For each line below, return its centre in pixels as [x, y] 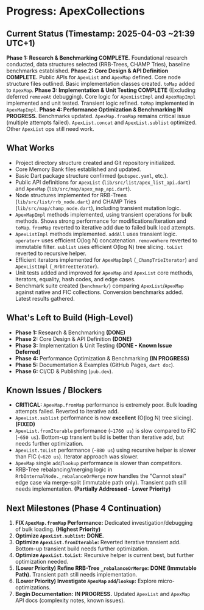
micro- [166, 581]
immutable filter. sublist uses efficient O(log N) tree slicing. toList [99, 247]
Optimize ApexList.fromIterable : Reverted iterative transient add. [98, 542]
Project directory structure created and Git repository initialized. [95, 163]
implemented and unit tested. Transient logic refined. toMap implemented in [100, 103]
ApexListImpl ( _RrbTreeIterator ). [57, 266]
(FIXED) [25, 424]
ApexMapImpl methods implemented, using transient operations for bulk [104, 214]
